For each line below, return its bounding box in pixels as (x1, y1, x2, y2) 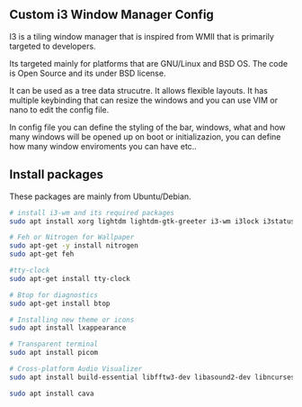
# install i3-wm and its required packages (9, 208, 175, 217)
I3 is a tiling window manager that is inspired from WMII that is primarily (9, 31, 274, 41)
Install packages (9, 167, 103, 183)
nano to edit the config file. (9, 104, 110, 115)
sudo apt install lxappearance (9, 323, 127, 332)
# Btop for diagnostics (9, 290, 99, 300)
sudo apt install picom (9, 348, 99, 357)
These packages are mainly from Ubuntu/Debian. (9, 191, 191, 202)
